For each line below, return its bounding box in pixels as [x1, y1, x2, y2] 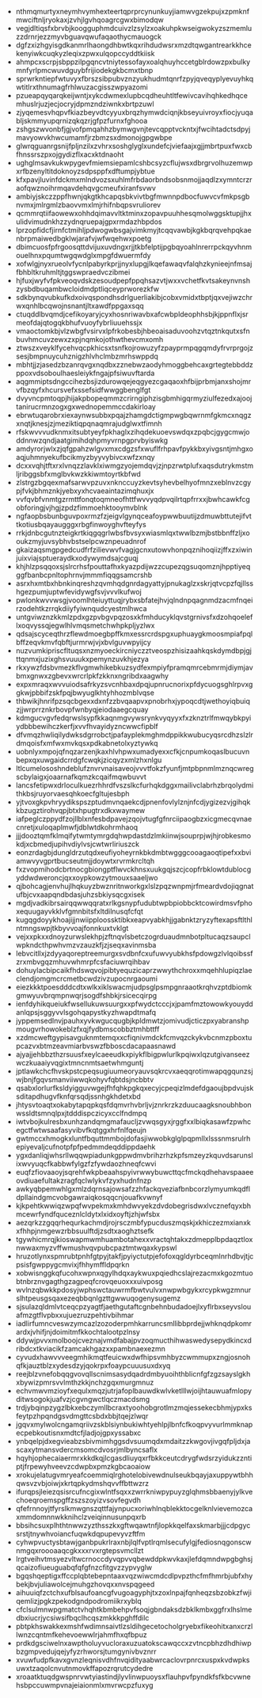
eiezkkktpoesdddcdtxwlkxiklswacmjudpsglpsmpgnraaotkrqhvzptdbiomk [15, 982, 253, 992]
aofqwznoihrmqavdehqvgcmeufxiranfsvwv [15, 184, 157, 192]
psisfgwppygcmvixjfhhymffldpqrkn [15, 1260, 130, 1269]
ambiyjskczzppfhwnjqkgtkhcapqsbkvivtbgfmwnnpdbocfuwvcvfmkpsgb [15, 192, 250, 201]
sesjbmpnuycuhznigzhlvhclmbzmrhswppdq [15, 351, 158, 361]
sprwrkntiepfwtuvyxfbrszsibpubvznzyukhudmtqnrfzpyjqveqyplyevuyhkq [15, 74, 254, 83]
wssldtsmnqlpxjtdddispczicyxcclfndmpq [15, 1108, 147, 1118]
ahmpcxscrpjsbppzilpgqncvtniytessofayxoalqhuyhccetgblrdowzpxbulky [15, 57, 251, 66]
